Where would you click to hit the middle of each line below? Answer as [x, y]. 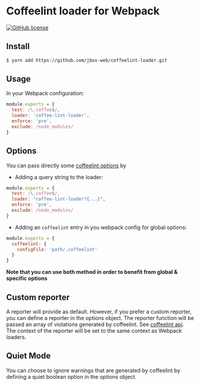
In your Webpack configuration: [45, 94]
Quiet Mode [28, 356]
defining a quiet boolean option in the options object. [71, 376]
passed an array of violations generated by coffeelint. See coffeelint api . [95, 324]
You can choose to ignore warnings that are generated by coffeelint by [93, 370]
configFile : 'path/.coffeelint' [57, 249]
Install [18, 46]
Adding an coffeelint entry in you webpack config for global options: [101, 227]
